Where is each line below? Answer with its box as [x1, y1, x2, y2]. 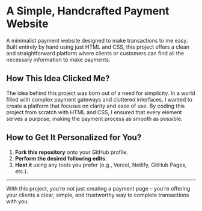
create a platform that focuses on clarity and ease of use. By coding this [6, 102, 185, 109]
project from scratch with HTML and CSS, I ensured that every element [6, 108, 182, 115]
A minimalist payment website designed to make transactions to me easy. [6, 37, 188, 44]
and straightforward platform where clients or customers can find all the [6, 49, 185, 57]
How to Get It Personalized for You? [6, 132, 142, 142]
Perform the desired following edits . [14, 154, 107, 162]
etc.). [14, 167, 28, 175]
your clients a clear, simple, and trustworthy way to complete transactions [6, 191, 189, 198]
